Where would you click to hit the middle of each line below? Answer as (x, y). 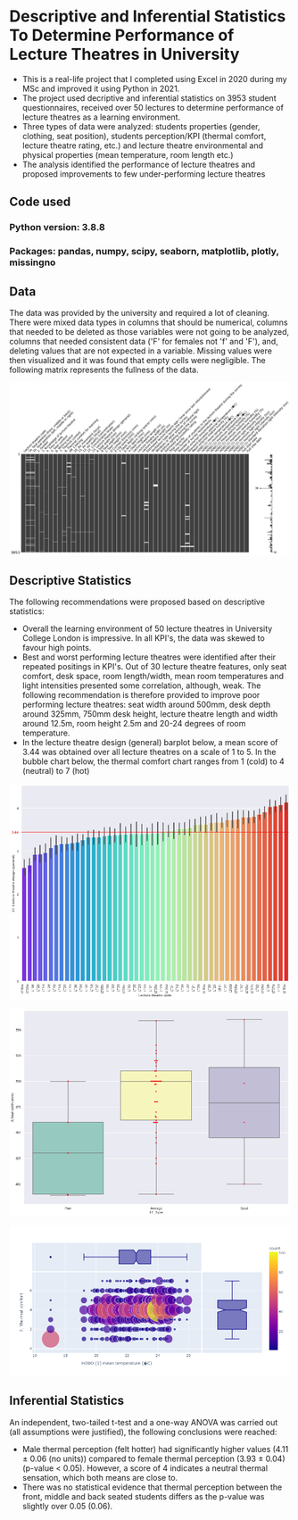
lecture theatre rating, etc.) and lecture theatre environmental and (143, 145)
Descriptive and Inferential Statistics (148, 17)
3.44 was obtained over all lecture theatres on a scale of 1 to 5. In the (149, 752)
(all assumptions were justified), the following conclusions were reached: (143, 1432)
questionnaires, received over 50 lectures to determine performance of (153, 107)
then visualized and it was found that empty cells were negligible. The (137, 360)
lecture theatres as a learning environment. (101, 117)
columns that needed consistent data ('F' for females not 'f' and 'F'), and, (144, 341)
